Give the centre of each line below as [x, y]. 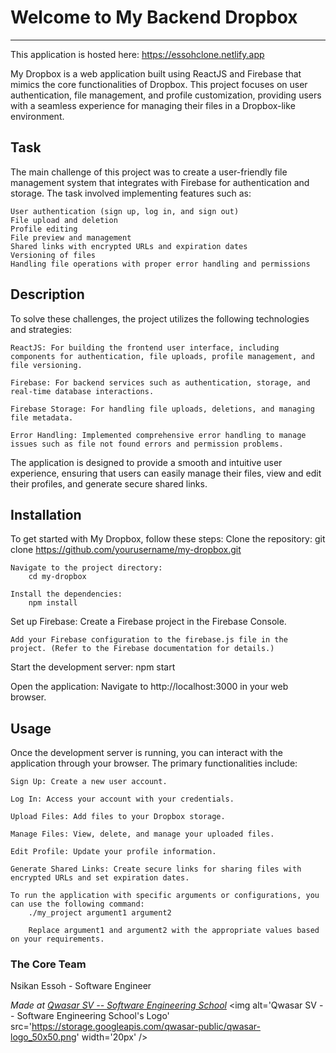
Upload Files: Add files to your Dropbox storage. [118, 817]
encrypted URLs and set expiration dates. [100, 878]
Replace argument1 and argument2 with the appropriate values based [174, 931]
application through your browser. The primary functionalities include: [154, 763]
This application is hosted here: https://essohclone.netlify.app [137, 54]
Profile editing [44, 229]
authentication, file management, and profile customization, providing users [166, 95]
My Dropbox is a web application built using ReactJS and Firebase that [156, 73]
